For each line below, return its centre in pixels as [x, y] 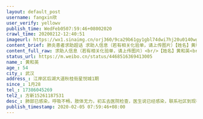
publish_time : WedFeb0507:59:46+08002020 [59, 29]
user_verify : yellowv [34, 23]
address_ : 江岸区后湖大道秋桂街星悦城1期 [53, 79]
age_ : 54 [17, 68]
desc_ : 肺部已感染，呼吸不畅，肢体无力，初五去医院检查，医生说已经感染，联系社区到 [99, 101]
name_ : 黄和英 [23, 62]
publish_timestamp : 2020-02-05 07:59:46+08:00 [66, 107]
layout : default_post [34, 12]
